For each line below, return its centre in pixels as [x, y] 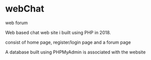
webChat [25, 9]
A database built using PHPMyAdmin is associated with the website [75, 52]
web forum [16, 23]
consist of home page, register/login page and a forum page [68, 42]
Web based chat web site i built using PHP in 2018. [58, 32]
